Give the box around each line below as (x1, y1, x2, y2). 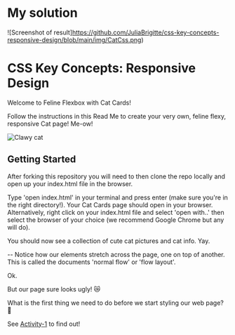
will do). (7, 223, 30, 231)
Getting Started (7, 153, 76, 166)
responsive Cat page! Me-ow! (7, 119, 93, 128)
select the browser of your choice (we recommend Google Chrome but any (7, 216, 224, 224)
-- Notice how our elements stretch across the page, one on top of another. (7, 250, 225, 258)
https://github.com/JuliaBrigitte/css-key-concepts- (72, 28, 220, 37)
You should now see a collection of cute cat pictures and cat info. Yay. (7, 237, 210, 245)
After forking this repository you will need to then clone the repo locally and (7, 172, 226, 180)
